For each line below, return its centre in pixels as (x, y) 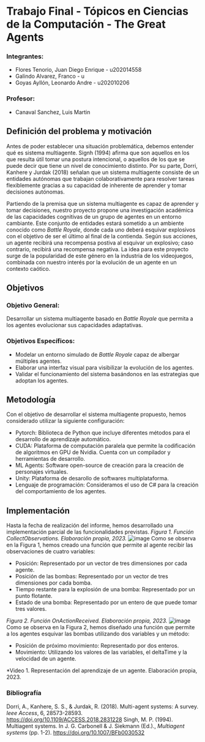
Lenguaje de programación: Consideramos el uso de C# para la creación (107, 485)
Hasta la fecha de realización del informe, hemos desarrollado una (90, 526)
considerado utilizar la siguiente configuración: (65, 421)
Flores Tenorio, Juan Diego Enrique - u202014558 (78, 70)
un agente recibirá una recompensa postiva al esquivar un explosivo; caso (100, 243)
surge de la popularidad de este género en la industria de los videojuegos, (100, 256)
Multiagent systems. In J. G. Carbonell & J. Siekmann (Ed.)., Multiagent (95, 726)
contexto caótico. (28, 268)
